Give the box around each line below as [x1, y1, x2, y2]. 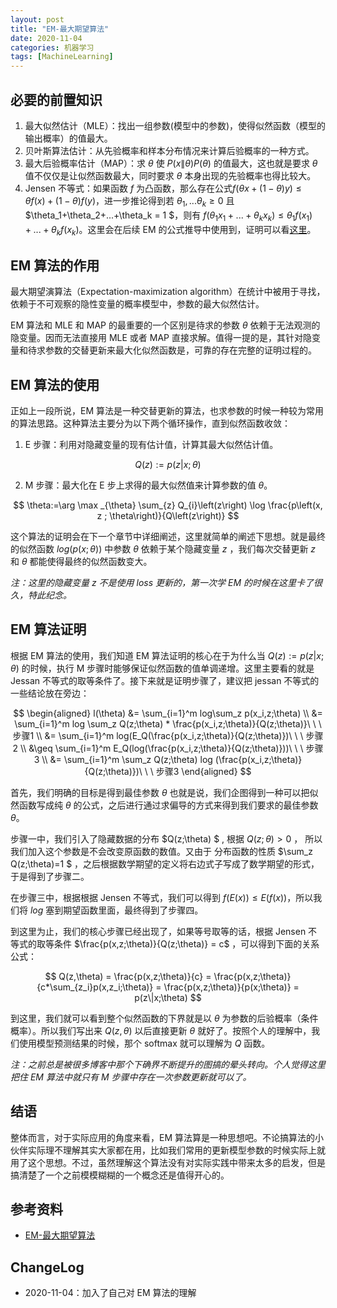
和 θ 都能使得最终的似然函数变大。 [10, 555, 153, 567]
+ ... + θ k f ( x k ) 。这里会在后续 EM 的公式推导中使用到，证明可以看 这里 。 [24, 223, 317, 238]
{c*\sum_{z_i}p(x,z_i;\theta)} [36, 981, 154, 993]
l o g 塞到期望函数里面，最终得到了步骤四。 [29, 904, 204, 916]
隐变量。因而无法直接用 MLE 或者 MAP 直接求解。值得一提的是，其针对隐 [10, 332, 312, 344]
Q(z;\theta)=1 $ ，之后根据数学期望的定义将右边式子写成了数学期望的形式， [10, 857, 320, 870]
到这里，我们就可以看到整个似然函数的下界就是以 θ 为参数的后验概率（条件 [10, 1012, 319, 1024]
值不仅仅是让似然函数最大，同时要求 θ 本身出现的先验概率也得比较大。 [24, 169, 317, 181]
